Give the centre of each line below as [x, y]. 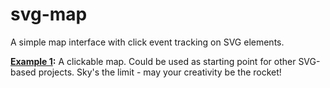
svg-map [49, 14]
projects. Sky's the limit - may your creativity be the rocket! [160, 72]
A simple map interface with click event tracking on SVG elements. [147, 42]
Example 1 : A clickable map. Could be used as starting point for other [153, 61]
